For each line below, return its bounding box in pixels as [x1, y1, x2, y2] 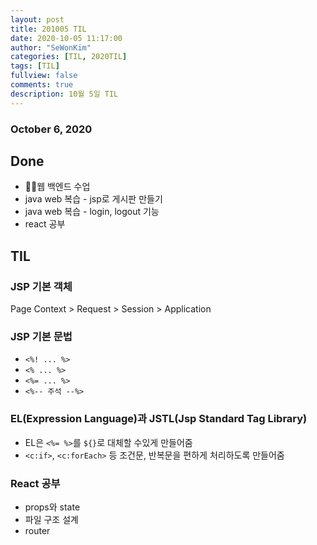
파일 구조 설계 [24, 513, 79, 525]
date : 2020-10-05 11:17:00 [10, 33, 123, 43]
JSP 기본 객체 [10, 279, 73, 293]
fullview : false [10, 71, 78, 81]
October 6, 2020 [10, 122, 93, 136]
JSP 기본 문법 [10, 329, 73, 343]
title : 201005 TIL [10, 24, 87, 34]
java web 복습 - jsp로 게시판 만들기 [24, 193, 163, 205]
